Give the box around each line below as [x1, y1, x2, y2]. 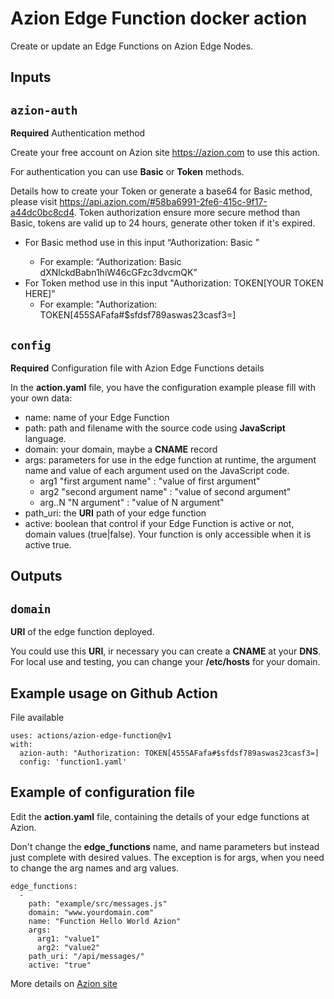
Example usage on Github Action [10, 685, 218, 702]
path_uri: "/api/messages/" [28, 951, 145, 961]
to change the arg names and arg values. [10, 862, 180, 874]
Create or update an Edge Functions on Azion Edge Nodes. [10, 40, 254, 52]
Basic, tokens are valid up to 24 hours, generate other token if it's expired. [10, 217, 316, 229]
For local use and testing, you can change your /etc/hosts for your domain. [10, 656, 321, 668]
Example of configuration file [10, 784, 195, 801]
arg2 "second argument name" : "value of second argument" [39, 485, 292, 497]
